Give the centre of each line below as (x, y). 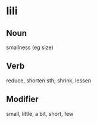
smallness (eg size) (30, 47)
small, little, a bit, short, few (40, 113)
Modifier (22, 99)
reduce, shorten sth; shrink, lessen (49, 80)
